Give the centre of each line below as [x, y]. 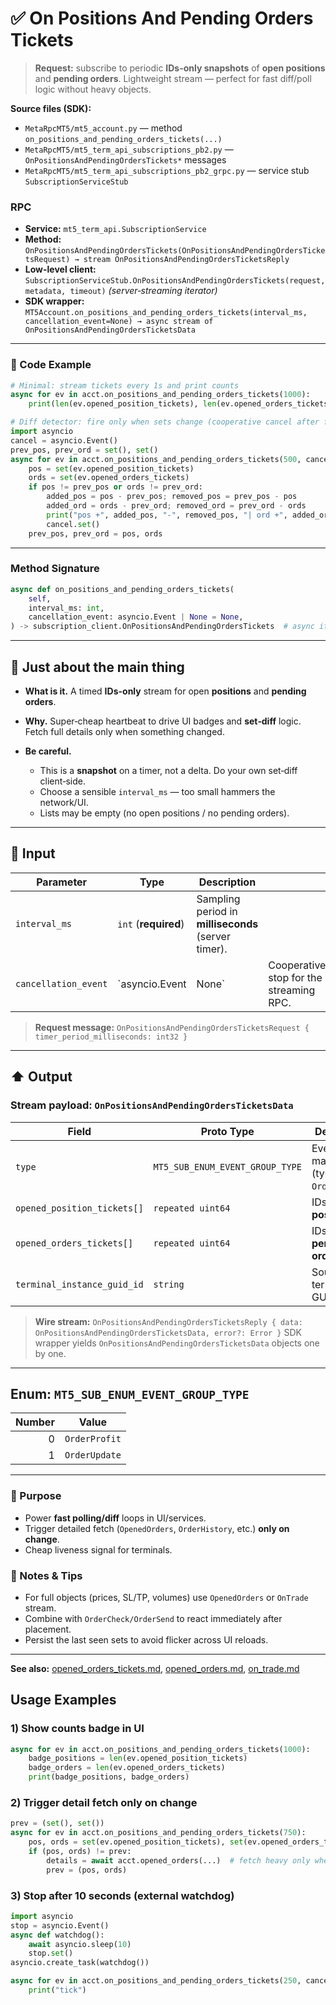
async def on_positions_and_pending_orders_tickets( [122, 589]
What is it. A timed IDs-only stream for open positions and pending [165, 691]
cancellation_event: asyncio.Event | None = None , [136, 617]
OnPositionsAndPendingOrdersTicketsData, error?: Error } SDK [168, 1332]
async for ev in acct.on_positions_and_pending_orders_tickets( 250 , [156, 1981]
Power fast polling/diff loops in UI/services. [115, 1518]
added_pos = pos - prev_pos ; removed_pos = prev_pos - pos [172, 497]
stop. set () [51, 1953]
